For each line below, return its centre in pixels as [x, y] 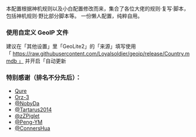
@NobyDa [27, 103]
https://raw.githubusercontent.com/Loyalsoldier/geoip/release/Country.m [101, 54]
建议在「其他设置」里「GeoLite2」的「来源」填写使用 [71, 46]
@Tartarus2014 [33, 109]
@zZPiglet [27, 115]
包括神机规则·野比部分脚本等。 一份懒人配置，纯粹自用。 [74, 16]
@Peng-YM [28, 122]
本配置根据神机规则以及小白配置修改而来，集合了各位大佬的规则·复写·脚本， [98, 8]
